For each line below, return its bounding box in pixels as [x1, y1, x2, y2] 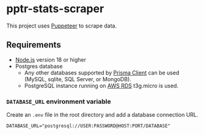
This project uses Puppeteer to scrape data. [6, 22, 117, 29]
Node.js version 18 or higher [15, 56, 87, 63]
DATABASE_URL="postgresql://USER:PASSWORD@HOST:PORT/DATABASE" [6, 123, 171, 130]
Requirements [6, 40, 61, 50]
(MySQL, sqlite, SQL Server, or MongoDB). [24, 75, 131, 82]
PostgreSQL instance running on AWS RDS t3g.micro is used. [24, 82, 179, 89]
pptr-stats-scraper [6, 2, 104, 16]
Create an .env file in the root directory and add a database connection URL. [6, 111, 199, 119]
